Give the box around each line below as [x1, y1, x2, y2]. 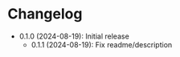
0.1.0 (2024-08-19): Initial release [18, 31, 129, 41]
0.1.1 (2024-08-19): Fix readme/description [31, 39, 173, 49]
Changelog [7, 5, 83, 23]
